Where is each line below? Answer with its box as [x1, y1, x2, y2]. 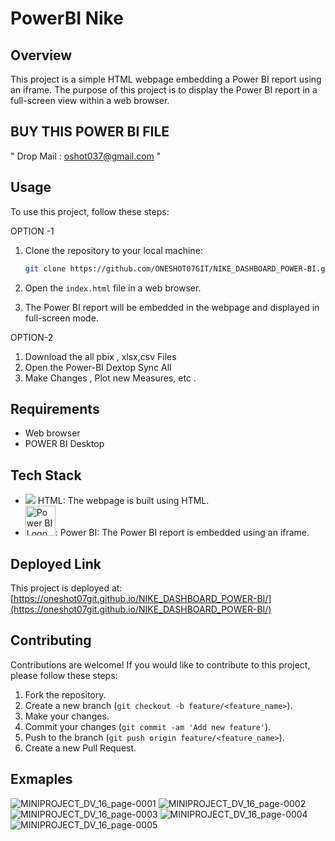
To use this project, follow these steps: [10, 205, 170, 217]
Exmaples [10, 771, 73, 788]
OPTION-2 [10, 331, 54, 343]
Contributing [10, 632, 92, 649]
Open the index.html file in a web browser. [24, 282, 202, 294]
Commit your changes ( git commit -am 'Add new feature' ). [24, 720, 272, 732]
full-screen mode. [24, 312, 99, 324]
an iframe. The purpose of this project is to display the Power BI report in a [10, 84, 318, 96]
